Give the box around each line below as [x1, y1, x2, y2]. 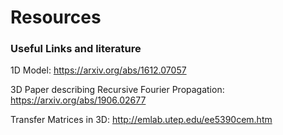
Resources [10, 6, 102, 29]
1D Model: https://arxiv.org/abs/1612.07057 [10, 64, 187, 76]
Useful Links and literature [10, 42, 142, 56]
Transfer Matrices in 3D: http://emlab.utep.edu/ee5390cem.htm [10, 114, 273, 126]
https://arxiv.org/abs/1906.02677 [10, 94, 147, 106]
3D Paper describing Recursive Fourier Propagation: [10, 84, 225, 96]
